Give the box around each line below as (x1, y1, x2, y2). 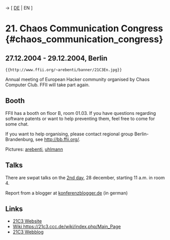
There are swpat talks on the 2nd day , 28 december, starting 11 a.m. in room (5, 174, 165, 181)
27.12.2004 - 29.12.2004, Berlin (5, 54, 108, 62)
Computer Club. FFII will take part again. (5, 82, 90, 88)
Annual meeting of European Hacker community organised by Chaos (5, 77, 150, 82)
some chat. (5, 121, 29, 127)
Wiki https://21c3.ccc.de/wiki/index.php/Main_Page (12, 224, 121, 230)
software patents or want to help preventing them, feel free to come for (5, 115, 155, 122)
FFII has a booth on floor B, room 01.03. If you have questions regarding (5, 110, 156, 116)
